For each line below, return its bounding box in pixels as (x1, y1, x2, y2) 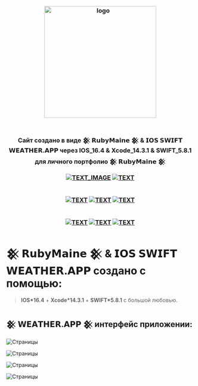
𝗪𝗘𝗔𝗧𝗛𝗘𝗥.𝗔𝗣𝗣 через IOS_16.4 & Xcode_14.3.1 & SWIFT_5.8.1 (8, 146, 192, 155)
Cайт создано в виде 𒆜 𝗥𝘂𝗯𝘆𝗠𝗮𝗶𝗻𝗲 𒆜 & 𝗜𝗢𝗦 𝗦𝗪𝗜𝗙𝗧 (17, 136, 183, 144)
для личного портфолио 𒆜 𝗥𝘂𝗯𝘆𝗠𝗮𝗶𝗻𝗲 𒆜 (35, 157, 166, 165)
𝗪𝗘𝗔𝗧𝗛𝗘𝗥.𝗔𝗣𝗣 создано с (6, 264, 146, 278)
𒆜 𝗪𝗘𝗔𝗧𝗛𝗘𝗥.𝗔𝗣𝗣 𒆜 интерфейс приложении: (6, 319, 193, 329)
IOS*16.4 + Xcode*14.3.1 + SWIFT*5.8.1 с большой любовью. (20, 297, 178, 304)
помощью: (6, 277, 63, 291)
